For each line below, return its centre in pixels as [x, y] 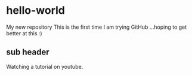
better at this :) [24, 33]
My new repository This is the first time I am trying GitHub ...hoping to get [97, 27]
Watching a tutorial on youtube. [45, 66]
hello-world [36, 10]
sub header [28, 52]
